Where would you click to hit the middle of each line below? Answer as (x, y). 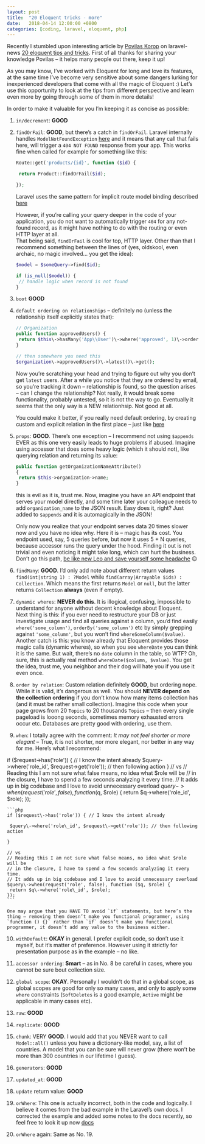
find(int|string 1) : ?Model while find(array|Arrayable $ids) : (99, 577)
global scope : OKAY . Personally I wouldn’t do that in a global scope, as (105, 982)
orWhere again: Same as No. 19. (54, 1134)
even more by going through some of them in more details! (81, 97)
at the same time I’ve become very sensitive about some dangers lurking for (102, 77)
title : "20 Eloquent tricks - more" (55, 18)
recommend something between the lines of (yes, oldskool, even (97, 247)
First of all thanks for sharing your (134, 53)
